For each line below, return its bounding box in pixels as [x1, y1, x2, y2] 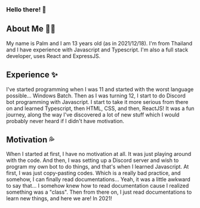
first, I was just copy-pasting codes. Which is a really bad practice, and [6, 170, 181, 177]
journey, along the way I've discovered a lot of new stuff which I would [6, 111, 180, 118]
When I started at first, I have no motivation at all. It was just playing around [6, 151, 192, 158]
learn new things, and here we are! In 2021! [6, 195, 112, 202]
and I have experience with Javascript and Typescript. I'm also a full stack [6, 46, 189, 53]
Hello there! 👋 [6, 5, 47, 14]
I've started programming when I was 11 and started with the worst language [6, 85, 194, 93]
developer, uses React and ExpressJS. [6, 52, 100, 59]
